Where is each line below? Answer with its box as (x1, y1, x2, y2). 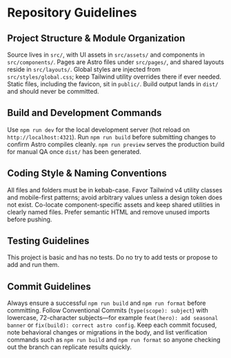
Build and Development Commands (7, 107, 162, 119)
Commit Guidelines (7, 281, 92, 292)
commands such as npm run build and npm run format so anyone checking (7, 336, 221, 344)
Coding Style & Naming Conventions (7, 168, 167, 179)
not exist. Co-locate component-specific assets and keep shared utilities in (7, 200, 221, 208)
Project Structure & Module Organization (7, 32, 185, 44)
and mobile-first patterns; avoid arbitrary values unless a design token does (7, 193, 223, 201)
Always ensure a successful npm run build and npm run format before (7, 299, 206, 308)
